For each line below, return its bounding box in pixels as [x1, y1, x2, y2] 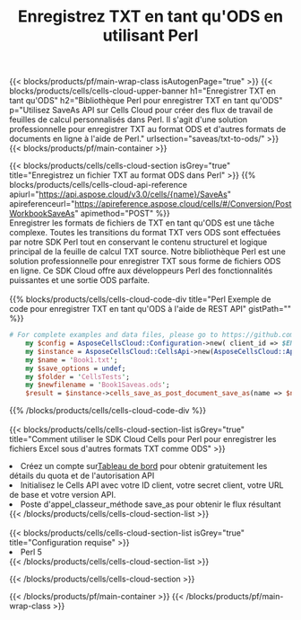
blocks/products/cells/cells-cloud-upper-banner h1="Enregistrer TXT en [9, 85, 276, 96]
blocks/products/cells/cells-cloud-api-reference [9, 180, 188, 190]
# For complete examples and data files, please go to [9, 331, 219, 340]
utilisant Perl [102, 25, 199, 46]
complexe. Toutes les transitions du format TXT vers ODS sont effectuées [9, 227, 281, 238]
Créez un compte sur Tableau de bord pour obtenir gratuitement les [21, 461, 268, 472]
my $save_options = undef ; [25, 364, 126, 373]
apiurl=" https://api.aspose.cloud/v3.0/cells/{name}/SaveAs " [9, 189, 231, 199]
